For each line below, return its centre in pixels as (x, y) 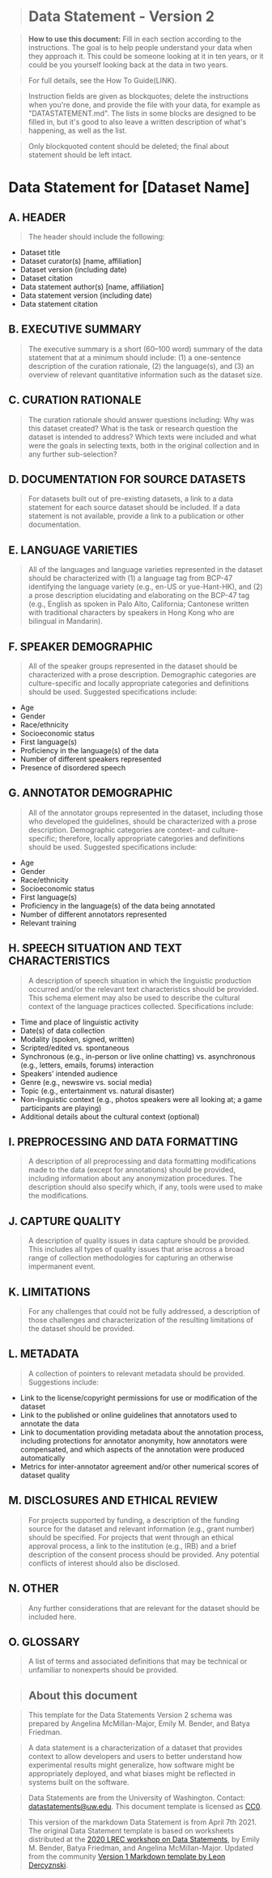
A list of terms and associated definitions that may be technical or (138, 1661)
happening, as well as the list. (77, 130)
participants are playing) (61, 1108)
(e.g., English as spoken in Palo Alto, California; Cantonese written (138, 604)
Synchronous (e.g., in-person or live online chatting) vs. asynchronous (138, 1056)
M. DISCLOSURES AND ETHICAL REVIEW (113, 1501)
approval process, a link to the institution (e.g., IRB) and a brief (132, 1545)
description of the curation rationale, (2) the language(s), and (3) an (141, 366)
